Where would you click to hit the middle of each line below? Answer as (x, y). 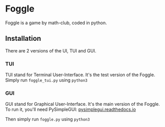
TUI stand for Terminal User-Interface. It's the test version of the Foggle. (80, 75)
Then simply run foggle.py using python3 (48, 119)
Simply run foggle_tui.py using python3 (47, 80)
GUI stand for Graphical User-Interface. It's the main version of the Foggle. (82, 104)
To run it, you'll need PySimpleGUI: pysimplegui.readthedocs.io (71, 109)
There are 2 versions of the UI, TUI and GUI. (51, 50)
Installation (23, 39)
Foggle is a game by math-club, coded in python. (56, 23)
